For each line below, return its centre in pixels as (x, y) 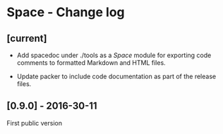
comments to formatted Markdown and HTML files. (91, 63)
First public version (35, 123)
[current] (27, 38)
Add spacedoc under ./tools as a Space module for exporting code (114, 55)
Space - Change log (66, 12)
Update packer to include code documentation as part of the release (116, 76)
